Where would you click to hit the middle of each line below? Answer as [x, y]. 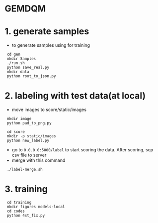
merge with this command [39, 160]
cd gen [14, 55]
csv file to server [29, 155]
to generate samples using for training [51, 45]
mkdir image [19, 119]
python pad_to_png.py [29, 123]
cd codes [16, 211]
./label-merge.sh [25, 170]
